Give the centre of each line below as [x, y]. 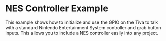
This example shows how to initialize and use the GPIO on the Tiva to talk [82, 22]
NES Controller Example [57, 9]
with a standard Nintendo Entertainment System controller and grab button [83, 27]
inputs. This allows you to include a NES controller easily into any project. [82, 33]
